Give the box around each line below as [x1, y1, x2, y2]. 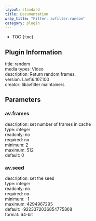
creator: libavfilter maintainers [5, 82, 65, 87]
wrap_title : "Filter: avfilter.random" [5, 16, 85, 21]
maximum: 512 [5, 147, 34, 153]
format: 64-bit [5, 212, 33, 218]
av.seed [5, 164, 24, 171]
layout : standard [5, 7, 40, 12]
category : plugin [5, 20, 40, 26]
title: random [5, 61, 30, 67]
